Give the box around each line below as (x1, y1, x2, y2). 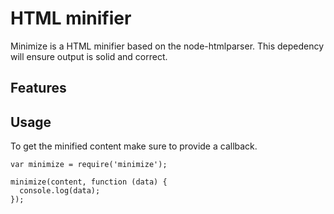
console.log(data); (19, 186, 101, 196)
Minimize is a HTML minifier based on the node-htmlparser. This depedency (10, 40, 325, 52)
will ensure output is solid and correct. (10, 50, 168, 62)
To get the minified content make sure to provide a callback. (10, 140, 258, 152)
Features (10, 80, 67, 97)
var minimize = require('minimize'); (10, 160, 168, 170)
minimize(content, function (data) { (10, 177, 168, 187)
